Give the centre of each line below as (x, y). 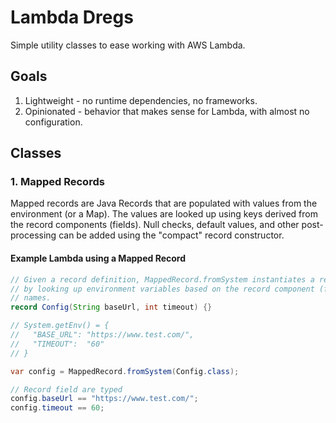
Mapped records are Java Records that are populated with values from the (164, 203)
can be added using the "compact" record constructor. (171, 235)
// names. (31, 298)
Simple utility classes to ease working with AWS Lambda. (128, 45)
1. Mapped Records (57, 182)
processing (33, 235)
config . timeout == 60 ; (57, 408)
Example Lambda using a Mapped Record (98, 258)
